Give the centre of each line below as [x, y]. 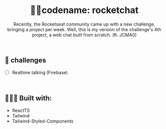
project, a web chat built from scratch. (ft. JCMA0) [84, 35]
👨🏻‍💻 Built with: [29, 98]
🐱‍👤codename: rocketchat [84, 10]
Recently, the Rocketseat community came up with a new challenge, [84, 24]
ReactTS [21, 110]
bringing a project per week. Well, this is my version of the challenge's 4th [84, 29]
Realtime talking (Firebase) [40, 72]
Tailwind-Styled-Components [43, 121]
